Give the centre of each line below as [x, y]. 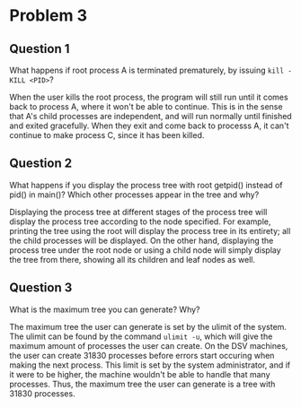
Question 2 [41, 164]
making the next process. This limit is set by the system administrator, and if [150, 365]
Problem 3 [49, 16]
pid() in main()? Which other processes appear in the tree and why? [134, 195]
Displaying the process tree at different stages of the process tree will [138, 212]
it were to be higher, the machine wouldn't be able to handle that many [140, 374]
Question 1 [40, 49]
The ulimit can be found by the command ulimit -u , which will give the [141, 336]
